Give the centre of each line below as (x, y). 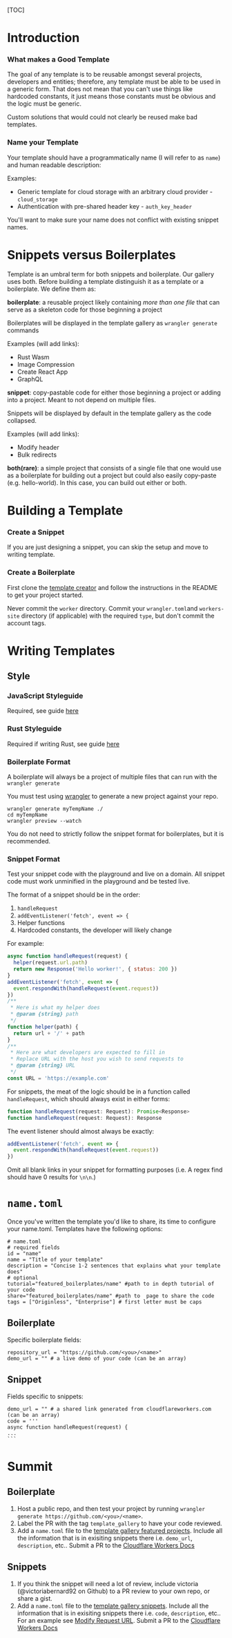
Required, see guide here (43, 711)
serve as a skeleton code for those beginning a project (85, 309)
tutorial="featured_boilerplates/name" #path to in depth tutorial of (111, 1284)
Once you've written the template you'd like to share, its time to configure (112, 1221)
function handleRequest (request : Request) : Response (85, 1118)
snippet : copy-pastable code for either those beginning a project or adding (114, 392)
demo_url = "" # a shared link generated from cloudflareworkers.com (109, 1409)
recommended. (29, 841)
